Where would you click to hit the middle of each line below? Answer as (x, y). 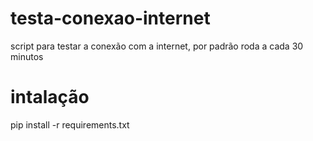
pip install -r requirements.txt (70, 124)
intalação (50, 97)
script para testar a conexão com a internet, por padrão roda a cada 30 (157, 46)
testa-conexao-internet (110, 18)
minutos (27, 56)
